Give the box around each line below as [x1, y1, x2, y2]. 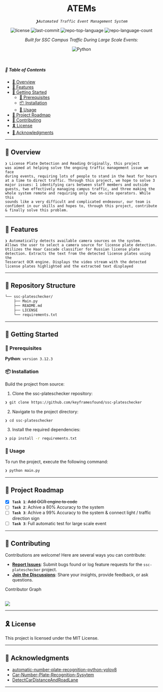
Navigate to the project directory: [12, 408, 79, 415]
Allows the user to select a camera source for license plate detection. [5, 242, 158, 247]
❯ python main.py [5, 468, 40, 473]
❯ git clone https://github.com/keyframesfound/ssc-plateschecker [5, 400, 142, 405]
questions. [12, 577, 33, 583]
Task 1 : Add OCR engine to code [12, 499, 78, 505]
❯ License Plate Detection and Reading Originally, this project [5, 161, 140, 166]
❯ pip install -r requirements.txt [5, 436, 77, 441]
